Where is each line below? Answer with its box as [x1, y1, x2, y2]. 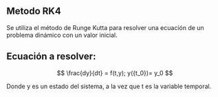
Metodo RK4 [6, 5, 61, 17]
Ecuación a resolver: [6, 51, 96, 62]
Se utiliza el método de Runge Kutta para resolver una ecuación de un [6, 23, 204, 31]
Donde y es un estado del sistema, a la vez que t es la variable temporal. [6, 82, 212, 90]
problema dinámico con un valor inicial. [6, 31, 118, 39]
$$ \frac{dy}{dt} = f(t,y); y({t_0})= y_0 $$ [56, 68, 173, 77]
